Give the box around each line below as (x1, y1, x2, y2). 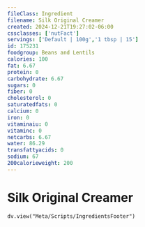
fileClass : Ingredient (7, 10, 73, 17)
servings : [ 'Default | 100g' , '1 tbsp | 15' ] (7, 36, 139, 43)
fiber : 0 (7, 88, 33, 95)
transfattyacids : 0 (7, 147, 64, 154)
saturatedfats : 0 (7, 101, 58, 108)
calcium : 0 (7, 108, 39, 115)
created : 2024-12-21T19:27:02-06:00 (7, 23, 114, 30)
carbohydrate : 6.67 (7, 75, 64, 82)
